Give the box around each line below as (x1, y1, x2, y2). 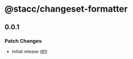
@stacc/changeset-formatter (4, 3, 128, 15)
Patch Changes (4, 38, 42, 44)
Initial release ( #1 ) (11, 48, 48, 54)
